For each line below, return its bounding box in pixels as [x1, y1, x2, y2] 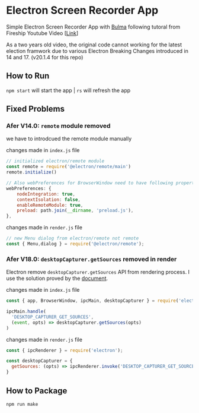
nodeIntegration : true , [17, 191, 76, 197]
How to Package [6, 386, 68, 396]
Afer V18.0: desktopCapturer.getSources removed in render [6, 255, 177, 263]
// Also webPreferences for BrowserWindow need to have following [6, 180, 174, 186]
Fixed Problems [6, 104, 65, 114]
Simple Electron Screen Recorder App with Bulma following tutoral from [6, 23, 181, 30]
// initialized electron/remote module [6, 158, 105, 164]
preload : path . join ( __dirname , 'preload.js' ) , [17, 207, 134, 214]
